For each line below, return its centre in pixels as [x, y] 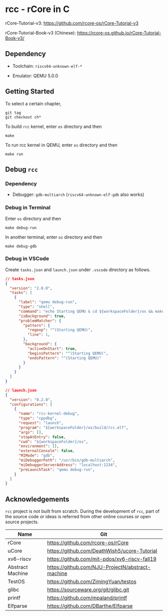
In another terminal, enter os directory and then [54, 237]
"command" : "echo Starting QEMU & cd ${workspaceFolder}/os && [86, 311]
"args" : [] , [31, 432]
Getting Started [30, 91]
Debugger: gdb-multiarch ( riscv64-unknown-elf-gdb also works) [78, 194]
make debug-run [21, 228]
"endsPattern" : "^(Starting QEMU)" [64, 358]
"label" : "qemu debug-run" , [48, 302]
